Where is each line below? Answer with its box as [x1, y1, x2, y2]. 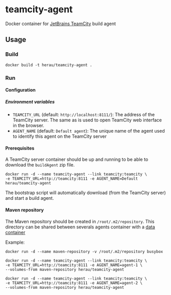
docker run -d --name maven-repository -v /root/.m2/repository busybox [5, 249, 163, 254]
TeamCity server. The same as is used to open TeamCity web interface [12, 117, 162, 123]
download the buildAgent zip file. [5, 162, 75, 168]
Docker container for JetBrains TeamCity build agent [5, 20, 116, 27]
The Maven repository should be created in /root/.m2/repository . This [5, 218, 155, 224]
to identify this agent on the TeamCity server [12, 133, 107, 139]
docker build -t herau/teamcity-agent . [5, 62, 93, 68]
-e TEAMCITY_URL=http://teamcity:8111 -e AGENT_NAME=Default [5, 176, 138, 181]
